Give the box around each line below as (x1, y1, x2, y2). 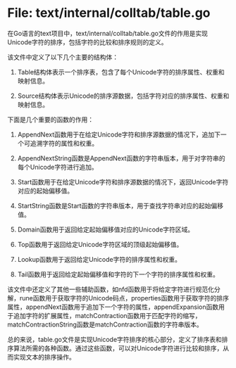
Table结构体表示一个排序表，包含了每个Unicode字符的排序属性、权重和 (17, 68, 225, 76)
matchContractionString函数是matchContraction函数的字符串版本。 (7, 320, 203, 329)
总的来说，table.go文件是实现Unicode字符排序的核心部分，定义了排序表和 (7, 335, 222, 343)
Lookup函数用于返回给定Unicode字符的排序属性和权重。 (17, 255, 182, 263)
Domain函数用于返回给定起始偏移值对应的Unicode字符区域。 (17, 225, 194, 234)
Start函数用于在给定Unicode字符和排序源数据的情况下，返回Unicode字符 (17, 177, 229, 186)
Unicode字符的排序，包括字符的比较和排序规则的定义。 (7, 37, 168, 46)
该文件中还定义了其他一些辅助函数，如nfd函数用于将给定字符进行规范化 (7, 285, 215, 293)
